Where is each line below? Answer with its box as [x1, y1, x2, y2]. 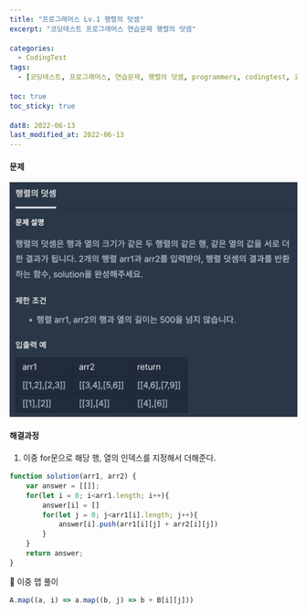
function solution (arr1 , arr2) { [9, 471, 137, 482]
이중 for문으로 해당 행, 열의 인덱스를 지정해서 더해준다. [22, 452, 217, 463]
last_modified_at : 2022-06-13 [9, 131, 125, 140]
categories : [9, 44, 55, 53]
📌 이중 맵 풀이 [9, 576, 59, 587]
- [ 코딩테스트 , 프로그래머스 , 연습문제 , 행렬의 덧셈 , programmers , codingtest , [17, 73, 291, 82]
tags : [9, 63, 30, 72]
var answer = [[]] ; [26, 481, 101, 491]
